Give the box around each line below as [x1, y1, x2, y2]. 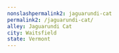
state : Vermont [7, 36, 51, 43]
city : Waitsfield [7, 29, 57, 36]
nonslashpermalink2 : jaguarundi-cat [7, 10, 112, 17]
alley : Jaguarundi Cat [7, 23, 72, 30]
